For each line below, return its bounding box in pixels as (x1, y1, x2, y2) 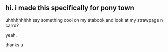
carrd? (5, 22, 19, 28)
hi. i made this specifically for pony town (5, 4, 134, 12)
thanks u (5, 42, 24, 48)
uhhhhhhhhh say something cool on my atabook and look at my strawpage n (5, 17, 163, 23)
